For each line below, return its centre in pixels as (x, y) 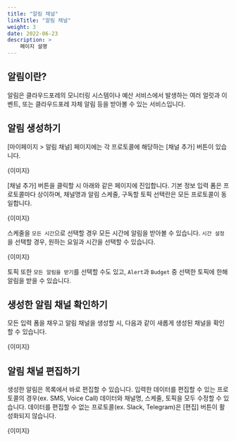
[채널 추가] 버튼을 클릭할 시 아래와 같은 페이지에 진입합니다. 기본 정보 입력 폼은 (114, 185)
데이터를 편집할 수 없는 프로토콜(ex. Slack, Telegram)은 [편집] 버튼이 (123, 407)
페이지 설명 (34, 46)
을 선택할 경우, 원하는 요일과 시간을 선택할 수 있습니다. (81, 242)
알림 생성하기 (34, 129)
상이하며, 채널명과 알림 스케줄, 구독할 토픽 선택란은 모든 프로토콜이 (129, 194)
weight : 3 (22, 27)
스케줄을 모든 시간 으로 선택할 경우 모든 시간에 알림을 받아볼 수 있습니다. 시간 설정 (116, 232)
